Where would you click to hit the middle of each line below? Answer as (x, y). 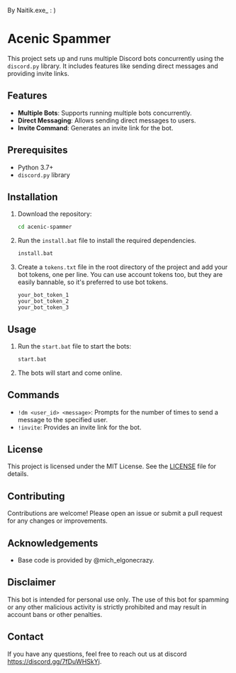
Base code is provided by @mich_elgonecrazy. (86, 560)
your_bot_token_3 (43, 307)
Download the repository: (55, 214)
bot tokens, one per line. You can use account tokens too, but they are (120, 275)
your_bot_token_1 (43, 295)
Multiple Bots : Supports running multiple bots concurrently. (105, 113)
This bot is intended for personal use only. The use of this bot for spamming (118, 599)
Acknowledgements (53, 543)
